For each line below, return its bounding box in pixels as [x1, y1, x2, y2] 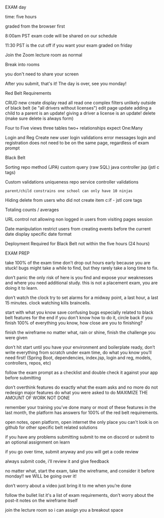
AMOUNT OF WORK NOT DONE [5, 395, 70, 401]
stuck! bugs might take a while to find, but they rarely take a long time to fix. [5, 265, 159, 271]
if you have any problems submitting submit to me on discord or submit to [5, 434, 155, 440]
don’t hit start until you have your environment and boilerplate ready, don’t [5, 344, 155, 350]
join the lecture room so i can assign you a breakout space [5, 507, 124, 513]
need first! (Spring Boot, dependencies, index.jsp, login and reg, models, [5, 355, 152, 361]
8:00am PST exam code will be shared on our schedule [5, 33, 117, 38]
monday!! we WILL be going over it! [5, 473, 77, 479]
